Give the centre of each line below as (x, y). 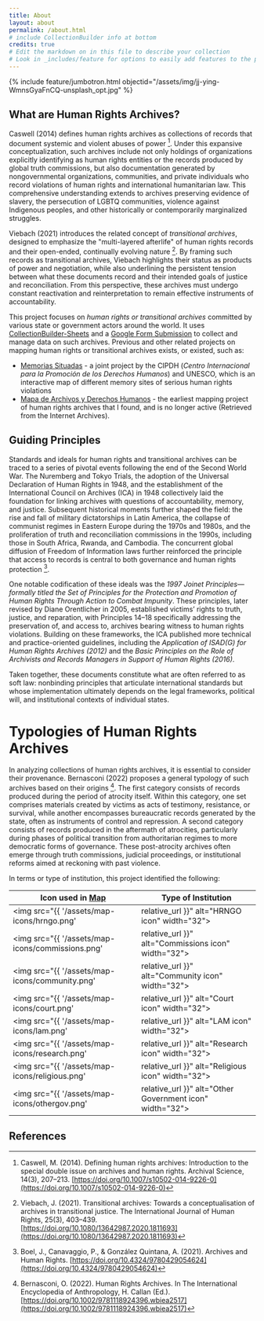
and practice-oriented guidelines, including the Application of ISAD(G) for (128, 643)
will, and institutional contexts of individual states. (89, 699)
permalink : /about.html (48, 30)
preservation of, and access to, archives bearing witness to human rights (127, 626)
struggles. (25, 218)
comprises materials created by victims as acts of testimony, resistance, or (130, 805)
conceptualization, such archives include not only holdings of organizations (131, 152)
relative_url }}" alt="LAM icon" (196, 1021)
